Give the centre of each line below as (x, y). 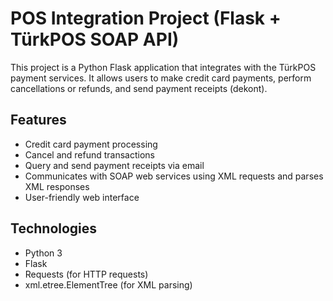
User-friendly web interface (82, 197)
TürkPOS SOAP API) (95, 39)
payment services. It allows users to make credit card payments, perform (161, 78)
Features (38, 120)
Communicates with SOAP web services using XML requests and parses (174, 176)
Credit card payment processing (91, 144)
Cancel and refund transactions (89, 154)
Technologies (54, 228)
